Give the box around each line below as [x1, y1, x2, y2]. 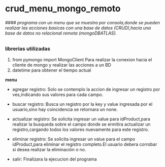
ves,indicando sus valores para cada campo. [12, 91, 103, 97]
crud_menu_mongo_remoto [5, 3, 121, 14]
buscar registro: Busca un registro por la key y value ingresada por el [12, 101, 153, 107]
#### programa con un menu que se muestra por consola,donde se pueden [5, 19, 160, 25]
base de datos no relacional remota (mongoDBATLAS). [5, 30, 117, 36]
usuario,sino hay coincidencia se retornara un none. [12, 106, 118, 112]
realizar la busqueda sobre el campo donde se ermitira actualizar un [12, 121, 151, 127]
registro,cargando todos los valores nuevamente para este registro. [12, 126, 149, 132]
